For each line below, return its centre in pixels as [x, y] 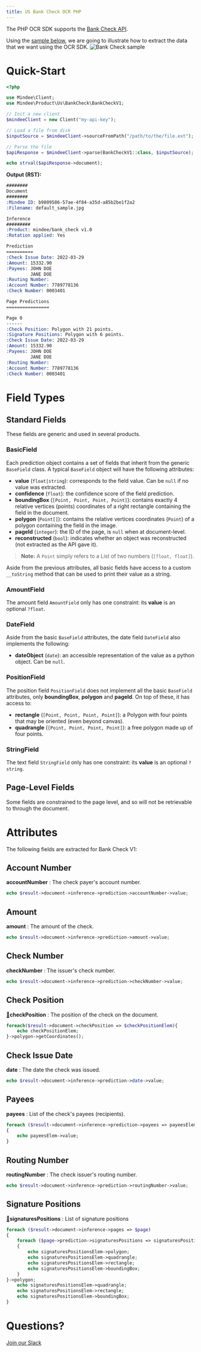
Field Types [36, 397]
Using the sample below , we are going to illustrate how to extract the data [97, 40]
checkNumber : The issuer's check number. [61, 970]
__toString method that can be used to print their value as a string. [89, 574]
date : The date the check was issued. [53, 1069]
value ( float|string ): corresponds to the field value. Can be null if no [102, 480]
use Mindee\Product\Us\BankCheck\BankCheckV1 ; [65, 103]
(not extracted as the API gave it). [56, 544]
